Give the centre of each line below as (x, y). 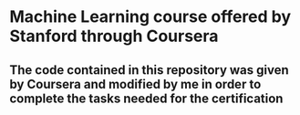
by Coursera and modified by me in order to (135, 84)
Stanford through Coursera (114, 36)
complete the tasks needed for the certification (146, 98)
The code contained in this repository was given (149, 70)
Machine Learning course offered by (150, 17)
